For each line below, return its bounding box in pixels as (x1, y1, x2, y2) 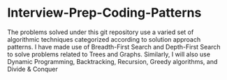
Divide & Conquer (7, 65, 58, 73)
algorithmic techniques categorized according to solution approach (7, 35, 201, 43)
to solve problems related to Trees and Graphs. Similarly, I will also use (7, 50, 211, 58)
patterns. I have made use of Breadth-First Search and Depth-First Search (7, 42, 221, 51)
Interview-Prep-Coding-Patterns (7, 5, 202, 21)
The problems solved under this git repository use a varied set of (7, 28, 194, 36)
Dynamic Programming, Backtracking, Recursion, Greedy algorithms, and (7, 57, 218, 65)
